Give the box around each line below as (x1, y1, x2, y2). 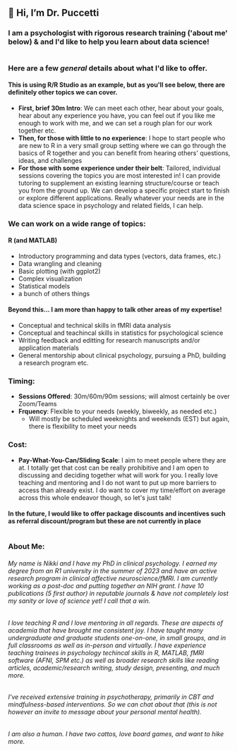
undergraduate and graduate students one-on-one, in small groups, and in (8, 633, 226, 642)
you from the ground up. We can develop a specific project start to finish (18, 186, 230, 195)
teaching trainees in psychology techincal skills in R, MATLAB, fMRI (8, 648, 205, 657)
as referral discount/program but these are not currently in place (8, 517, 202, 525)
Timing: (8, 376, 35, 386)
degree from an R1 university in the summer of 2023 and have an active (8, 567, 217, 575)
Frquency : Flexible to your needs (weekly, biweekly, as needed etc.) (18, 407, 217, 416)
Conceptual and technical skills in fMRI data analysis (18, 322, 171, 330)
